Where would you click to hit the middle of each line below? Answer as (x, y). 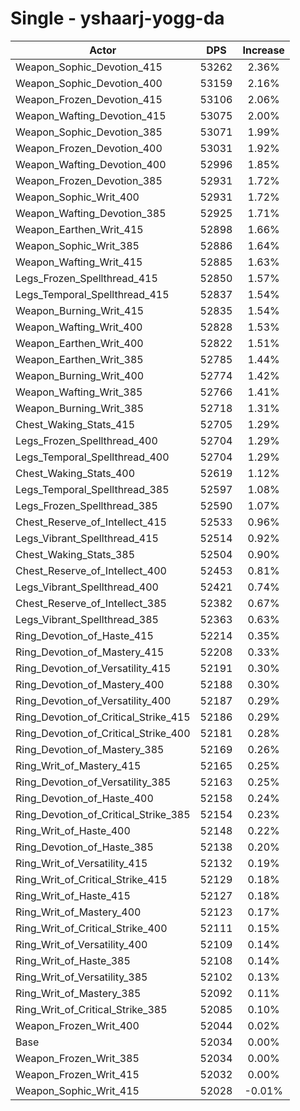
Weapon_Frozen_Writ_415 (77, 1074)
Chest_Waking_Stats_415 (75, 424)
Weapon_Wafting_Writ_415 (79, 262)
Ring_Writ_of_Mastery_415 (78, 765)
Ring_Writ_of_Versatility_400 (81, 944)
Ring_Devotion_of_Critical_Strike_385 (103, 814)
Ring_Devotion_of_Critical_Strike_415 (103, 717)
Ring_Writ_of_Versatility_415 (81, 863)
